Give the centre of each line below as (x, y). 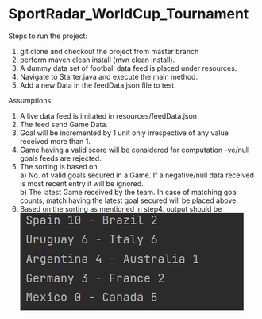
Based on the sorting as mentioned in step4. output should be (121, 208)
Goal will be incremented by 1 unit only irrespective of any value (124, 133)
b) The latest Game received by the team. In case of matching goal (129, 192)
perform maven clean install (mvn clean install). (97, 60)
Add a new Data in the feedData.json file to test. (98, 85)
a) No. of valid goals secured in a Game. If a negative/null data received (137, 175)
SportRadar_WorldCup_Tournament (129, 14)
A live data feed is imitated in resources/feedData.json (108, 115)
